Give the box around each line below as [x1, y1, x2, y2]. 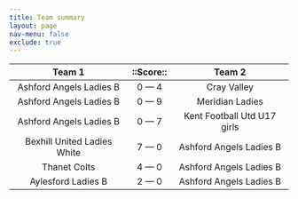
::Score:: [131, 66, 168, 78]
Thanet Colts [41, 161, 96, 173]
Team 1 [51, 66, 85, 78]
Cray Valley [206, 81, 255, 93]
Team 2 [214, 66, 247, 78]
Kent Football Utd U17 [183, 110, 277, 123]
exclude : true [9, 37, 62, 47]
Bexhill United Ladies [25, 135, 113, 147]
